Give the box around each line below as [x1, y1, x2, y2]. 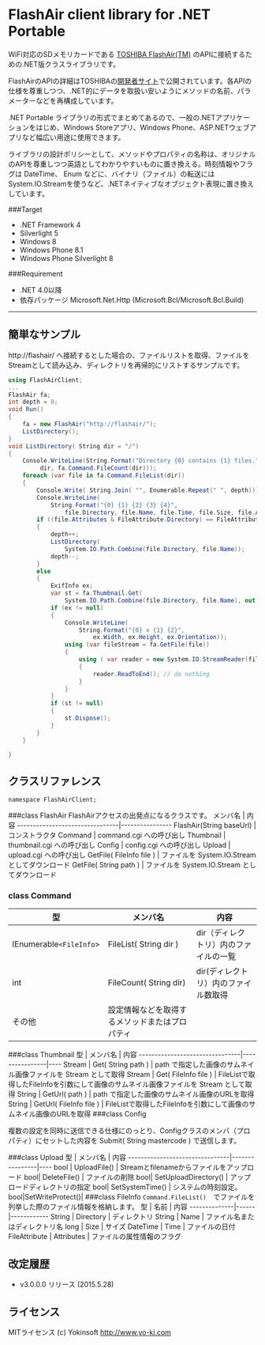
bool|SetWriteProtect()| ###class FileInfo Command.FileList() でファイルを [8, 1192, 255, 1202]
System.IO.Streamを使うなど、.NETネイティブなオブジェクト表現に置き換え [8, 179, 255, 188]
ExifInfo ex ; [50, 582, 93, 590]
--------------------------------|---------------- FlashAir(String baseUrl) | [17, 821, 256, 830]
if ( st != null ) [50, 700, 104, 708]
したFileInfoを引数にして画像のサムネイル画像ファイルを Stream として [14, 1079, 246, 1089]
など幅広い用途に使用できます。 [21, 132, 125, 142]
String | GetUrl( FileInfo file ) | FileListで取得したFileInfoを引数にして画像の [8, 1099, 249, 1109]
